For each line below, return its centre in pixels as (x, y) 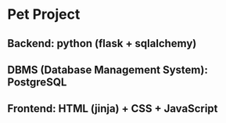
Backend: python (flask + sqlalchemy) (102, 43)
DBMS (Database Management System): (108, 69)
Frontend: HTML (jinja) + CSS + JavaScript (113, 109)
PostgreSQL (37, 82)
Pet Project (44, 14)
